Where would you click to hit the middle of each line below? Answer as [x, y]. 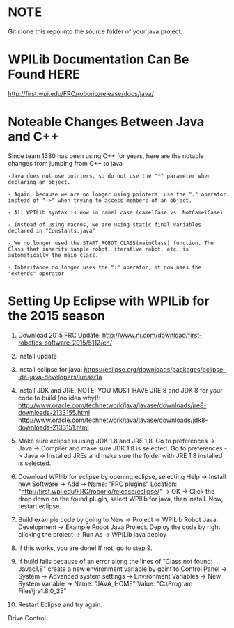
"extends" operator [36, 273]
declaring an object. [39, 182]
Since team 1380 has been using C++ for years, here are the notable [106, 156]
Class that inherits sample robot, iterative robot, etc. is [99, 249]
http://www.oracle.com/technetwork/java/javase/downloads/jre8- [112, 405]
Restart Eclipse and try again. [60, 604]
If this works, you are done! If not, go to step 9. [85, 548]
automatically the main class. [53, 255]
